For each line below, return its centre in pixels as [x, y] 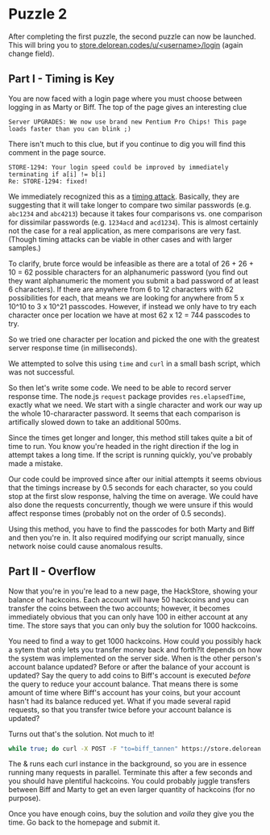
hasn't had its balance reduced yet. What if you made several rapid [120, 701]
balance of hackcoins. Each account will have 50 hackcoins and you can [129, 599]
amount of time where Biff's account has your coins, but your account [125, 692]
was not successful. [42, 371]
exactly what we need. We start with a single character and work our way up [135, 405]
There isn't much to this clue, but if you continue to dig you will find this [127, 144]
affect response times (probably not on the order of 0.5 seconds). [118, 513]
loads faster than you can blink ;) [70, 129]
